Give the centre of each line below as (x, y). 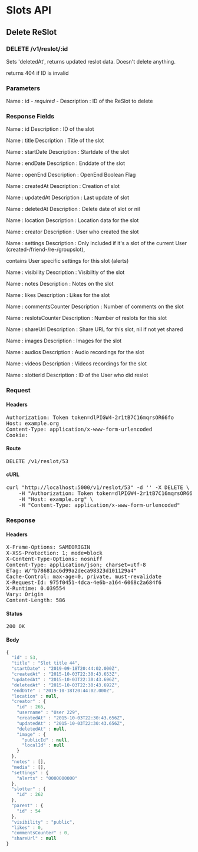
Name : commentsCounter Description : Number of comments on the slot (95, 306)
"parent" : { (27, 806)
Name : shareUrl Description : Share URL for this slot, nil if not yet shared (95, 329)
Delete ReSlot (32, 32)
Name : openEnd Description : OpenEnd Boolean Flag (71, 175)
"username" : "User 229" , (49, 713)
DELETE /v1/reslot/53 (37, 461)
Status (14, 613)
